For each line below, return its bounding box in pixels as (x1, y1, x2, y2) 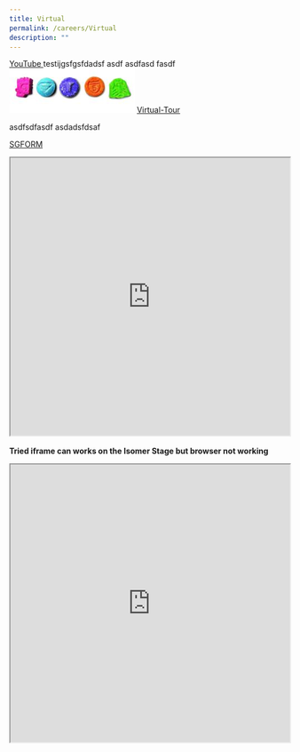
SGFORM (9, 139, 43, 150)
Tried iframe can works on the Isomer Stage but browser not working (9, 445, 269, 457)
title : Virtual (9, 14, 66, 23)
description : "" (9, 33, 69, 42)
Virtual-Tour (136, 105, 180, 116)
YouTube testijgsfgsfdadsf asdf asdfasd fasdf (9, 59, 176, 69)
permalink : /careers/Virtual (9, 23, 117, 33)
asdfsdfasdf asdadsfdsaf (9, 122, 100, 132)
